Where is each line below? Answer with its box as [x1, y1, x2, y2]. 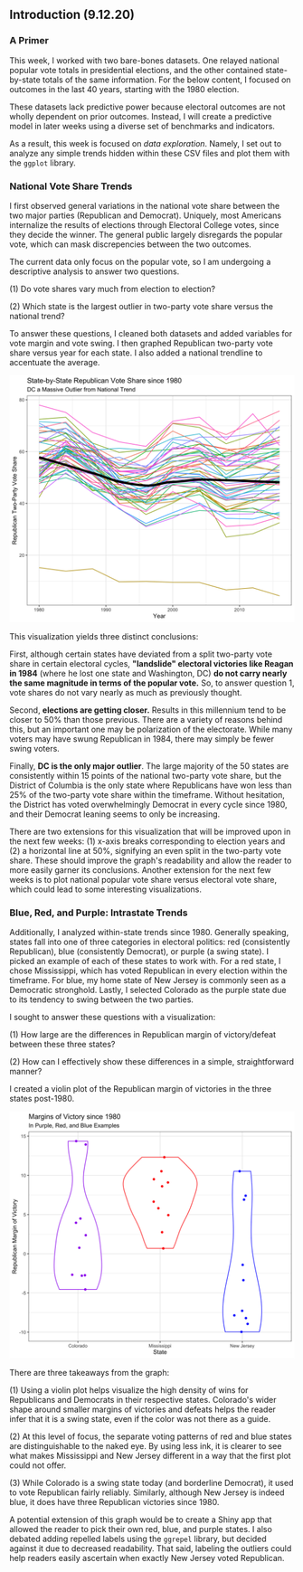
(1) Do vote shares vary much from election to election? [9, 283, 215, 294]
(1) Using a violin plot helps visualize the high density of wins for [9, 1385, 249, 1396]
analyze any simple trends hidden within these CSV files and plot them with [9, 147, 290, 158]
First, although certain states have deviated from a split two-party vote [9, 649, 273, 659]
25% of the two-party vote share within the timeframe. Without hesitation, [9, 790, 285, 800]
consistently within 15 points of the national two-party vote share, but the [9, 771, 282, 781]
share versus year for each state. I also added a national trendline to [9, 347, 263, 358]
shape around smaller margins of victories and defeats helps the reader [9, 1404, 276, 1415]
